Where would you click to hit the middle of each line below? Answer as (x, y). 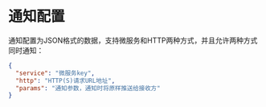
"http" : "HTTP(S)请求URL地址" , (65, 80)
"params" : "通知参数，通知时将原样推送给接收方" (88, 88)
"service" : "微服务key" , (55, 73)
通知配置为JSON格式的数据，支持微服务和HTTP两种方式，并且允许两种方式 (133, 40)
